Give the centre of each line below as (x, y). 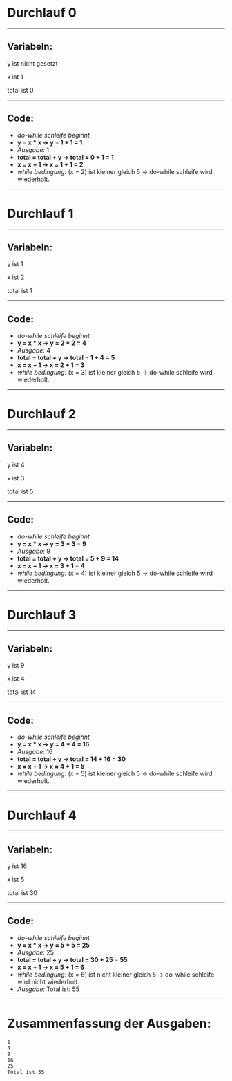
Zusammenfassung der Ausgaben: (109, 1024)
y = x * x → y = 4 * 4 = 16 (53, 744)
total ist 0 (20, 90)
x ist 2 (16, 277)
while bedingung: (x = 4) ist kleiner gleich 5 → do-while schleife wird (115, 573)
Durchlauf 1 (40, 213)
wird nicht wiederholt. (48, 981)
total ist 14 (22, 692)
